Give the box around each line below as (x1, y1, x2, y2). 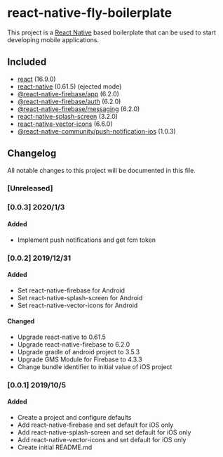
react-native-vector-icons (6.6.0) (17, 120, 113, 128)
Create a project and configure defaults (17, 413, 132, 422)
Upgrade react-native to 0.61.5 (17, 333, 107, 341)
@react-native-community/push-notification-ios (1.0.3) (17, 127, 177, 135)
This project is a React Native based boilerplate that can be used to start (7, 28, 216, 37)
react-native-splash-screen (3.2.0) (17, 112, 118, 120)
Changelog (7, 148, 57, 160)
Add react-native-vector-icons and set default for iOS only (17, 436, 187, 444)
